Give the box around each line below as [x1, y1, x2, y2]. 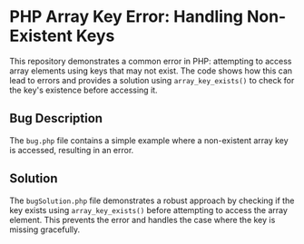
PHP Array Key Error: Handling [9, 6, 243, 27]
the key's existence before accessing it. [9, 84, 158, 95]
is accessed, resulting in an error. [9, 144, 134, 155]
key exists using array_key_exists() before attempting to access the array [9, 204, 289, 215]
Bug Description [9, 111, 103, 126]
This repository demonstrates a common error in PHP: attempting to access [9, 55, 292, 66]
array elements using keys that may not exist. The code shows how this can [9, 65, 293, 76]
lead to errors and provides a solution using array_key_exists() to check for [9, 74, 295, 85]
